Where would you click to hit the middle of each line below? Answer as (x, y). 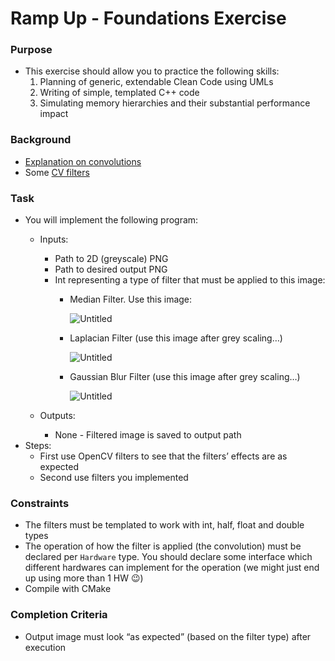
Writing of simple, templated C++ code (119, 93)
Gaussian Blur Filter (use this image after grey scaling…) (185, 377)
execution (45, 647)
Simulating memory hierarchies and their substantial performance (175, 103)
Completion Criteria (59, 615)
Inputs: (54, 239)
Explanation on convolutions (83, 161)
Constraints (40, 503)
